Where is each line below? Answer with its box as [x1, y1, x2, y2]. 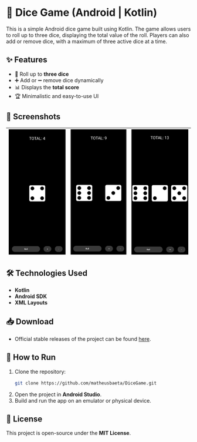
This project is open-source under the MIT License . [6, 430, 131, 437]
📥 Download [6, 317, 54, 327]
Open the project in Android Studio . [14, 391, 102, 398]
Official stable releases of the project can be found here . [14, 335, 151, 342]
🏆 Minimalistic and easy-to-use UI [14, 92, 99, 99]
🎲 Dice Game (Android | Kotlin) [6, 6, 157, 19]
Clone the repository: [14, 368, 66, 375]
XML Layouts [14, 299, 48, 306]
